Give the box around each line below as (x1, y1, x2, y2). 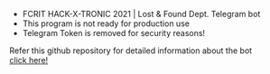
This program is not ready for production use (22, 18, 190, 29)
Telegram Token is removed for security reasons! (22, 28, 206, 38)
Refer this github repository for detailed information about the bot (9, 45, 253, 56)
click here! (9, 55, 49, 65)
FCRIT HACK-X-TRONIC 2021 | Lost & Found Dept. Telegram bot (22, 9, 261, 19)
